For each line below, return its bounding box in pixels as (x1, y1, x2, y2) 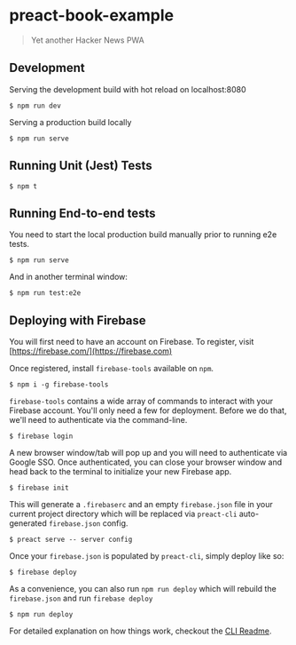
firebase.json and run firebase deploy (9, 593, 153, 604)
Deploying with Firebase (9, 313, 146, 328)
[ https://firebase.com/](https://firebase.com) (9, 346, 173, 356)
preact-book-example (9, 5, 175, 26)
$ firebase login (9, 432, 74, 441)
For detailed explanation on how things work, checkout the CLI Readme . (9, 625, 272, 636)
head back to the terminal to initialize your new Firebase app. (9, 466, 232, 477)
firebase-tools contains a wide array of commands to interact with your (9, 396, 274, 407)
